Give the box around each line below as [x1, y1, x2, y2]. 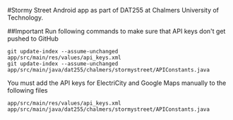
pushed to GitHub [7, 34, 59, 43]
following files [7, 86, 48, 94]
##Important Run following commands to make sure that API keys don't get [7, 27, 226, 35]
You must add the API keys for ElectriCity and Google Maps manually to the [7, 79, 227, 87]
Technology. [7, 13, 44, 22]
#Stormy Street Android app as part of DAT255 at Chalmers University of [7, 6, 220, 14]
